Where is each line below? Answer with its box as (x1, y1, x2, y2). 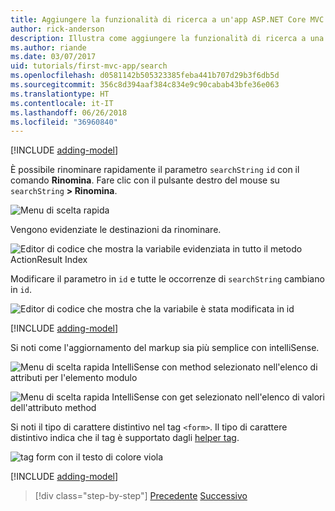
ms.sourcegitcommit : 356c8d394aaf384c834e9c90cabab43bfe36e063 (10, 80, 280, 90)
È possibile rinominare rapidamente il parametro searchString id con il (10, 164, 300, 176)
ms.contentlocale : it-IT (10, 98, 114, 108)
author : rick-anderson (10, 24, 105, 34)
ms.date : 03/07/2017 (10, 52, 97, 62)
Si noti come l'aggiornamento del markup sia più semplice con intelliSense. (10, 342, 320, 354)
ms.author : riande (10, 42, 87, 53)
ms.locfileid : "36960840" (10, 117, 118, 127)
